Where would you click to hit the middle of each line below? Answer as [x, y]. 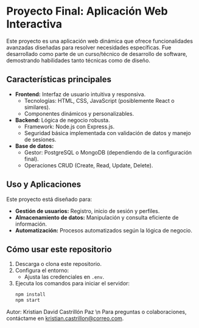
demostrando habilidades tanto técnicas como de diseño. [79, 60]
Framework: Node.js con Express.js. [69, 127]
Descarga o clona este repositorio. [58, 264]
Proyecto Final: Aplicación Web [87, 11]
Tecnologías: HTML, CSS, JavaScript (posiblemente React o [99, 100]
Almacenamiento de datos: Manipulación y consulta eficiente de [97, 217]
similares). [37, 107]
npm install [30, 295]
